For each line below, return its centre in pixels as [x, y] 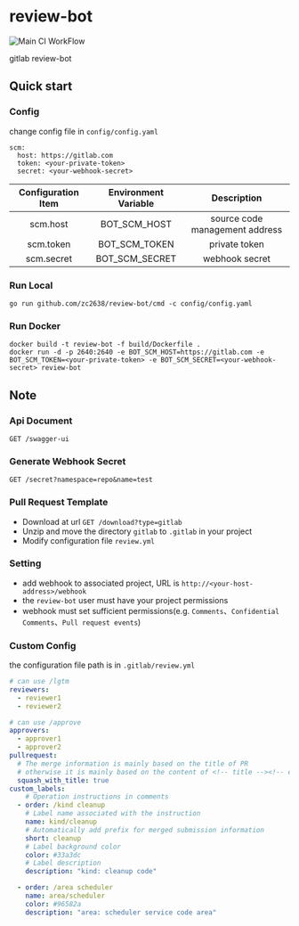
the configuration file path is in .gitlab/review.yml [102, 665]
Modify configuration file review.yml [89, 540]
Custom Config [43, 645]
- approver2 [40, 747]
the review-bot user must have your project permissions [125, 600]
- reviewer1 [40, 698]
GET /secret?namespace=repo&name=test [81, 480]
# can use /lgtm [39, 682]
